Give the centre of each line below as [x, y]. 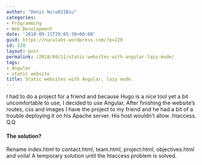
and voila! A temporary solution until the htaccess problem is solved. [92, 156]
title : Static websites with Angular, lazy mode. [70, 79]
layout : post [23, 51]
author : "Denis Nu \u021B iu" [42, 12]
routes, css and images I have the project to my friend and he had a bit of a [100, 109]
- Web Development [29, 29]
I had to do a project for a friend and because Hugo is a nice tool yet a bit [97, 97]
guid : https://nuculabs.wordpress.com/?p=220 [64, 40]
